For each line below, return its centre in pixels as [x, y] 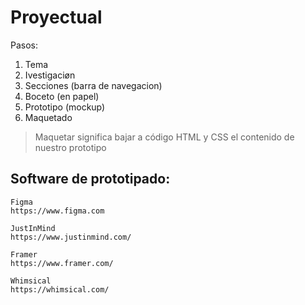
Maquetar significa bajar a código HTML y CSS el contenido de [164, 137]
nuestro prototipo [70, 147]
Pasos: [24, 45]
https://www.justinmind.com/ [71, 237]
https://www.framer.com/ [62, 263]
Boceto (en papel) [62, 96]
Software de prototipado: [90, 179]
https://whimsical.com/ [60, 289]
